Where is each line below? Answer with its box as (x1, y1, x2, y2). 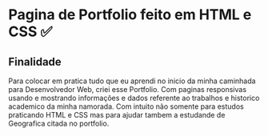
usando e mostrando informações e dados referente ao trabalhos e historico (8, 94, 260, 102)
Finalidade (8, 54, 62, 69)
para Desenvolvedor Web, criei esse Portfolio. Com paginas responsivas (8, 85, 246, 94)
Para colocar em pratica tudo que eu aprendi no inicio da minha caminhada (8, 76, 256, 86)
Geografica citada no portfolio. (8, 118, 110, 128)
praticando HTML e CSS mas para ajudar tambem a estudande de (8, 110, 226, 119)
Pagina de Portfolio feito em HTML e (8, 6, 252, 24)
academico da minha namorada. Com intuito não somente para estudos (8, 102, 244, 111)
